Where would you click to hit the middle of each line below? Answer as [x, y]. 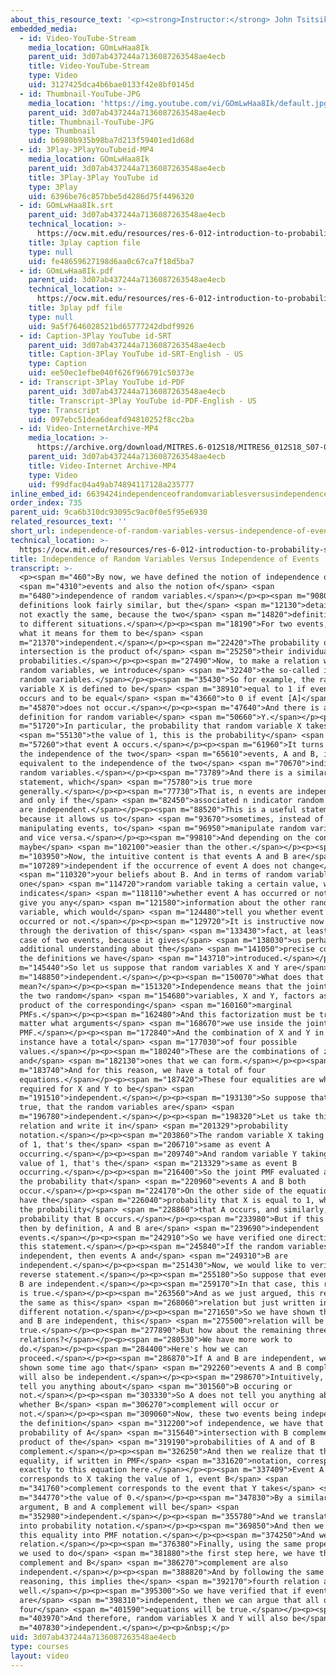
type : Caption [57, 364]
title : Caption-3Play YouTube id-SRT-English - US [136, 354]
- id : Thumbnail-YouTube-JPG [80, 94]
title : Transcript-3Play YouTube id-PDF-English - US [142, 401]
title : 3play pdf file [75, 308]
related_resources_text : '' [69, 522]
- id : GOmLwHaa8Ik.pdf [66, 271]
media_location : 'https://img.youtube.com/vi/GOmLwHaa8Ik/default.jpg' [180, 103]
